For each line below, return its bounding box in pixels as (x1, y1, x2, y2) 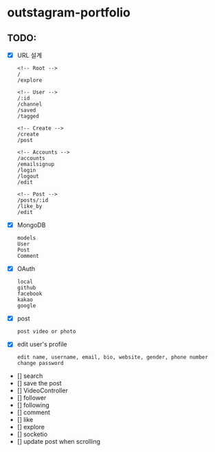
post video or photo (16, 328, 76, 335)
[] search (16, 372, 43, 380)
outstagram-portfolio (7, 5, 131, 21)
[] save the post (16, 379, 62, 388)
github (16, 285, 36, 292)
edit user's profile (16, 340, 67, 348)
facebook (16, 290, 43, 298)
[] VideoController (16, 386, 69, 395)
